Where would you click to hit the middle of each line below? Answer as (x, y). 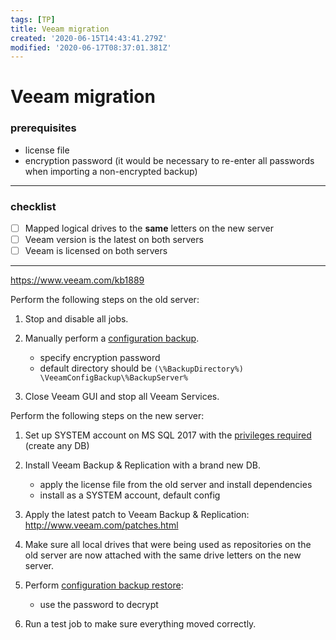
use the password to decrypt (99, 605)
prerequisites (43, 128)
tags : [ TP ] (33, 19)
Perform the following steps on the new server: (107, 416)
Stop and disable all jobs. (76, 319)
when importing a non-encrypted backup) (111, 171)
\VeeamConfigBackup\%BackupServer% (113, 378)
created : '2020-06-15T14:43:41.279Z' (89, 38)
